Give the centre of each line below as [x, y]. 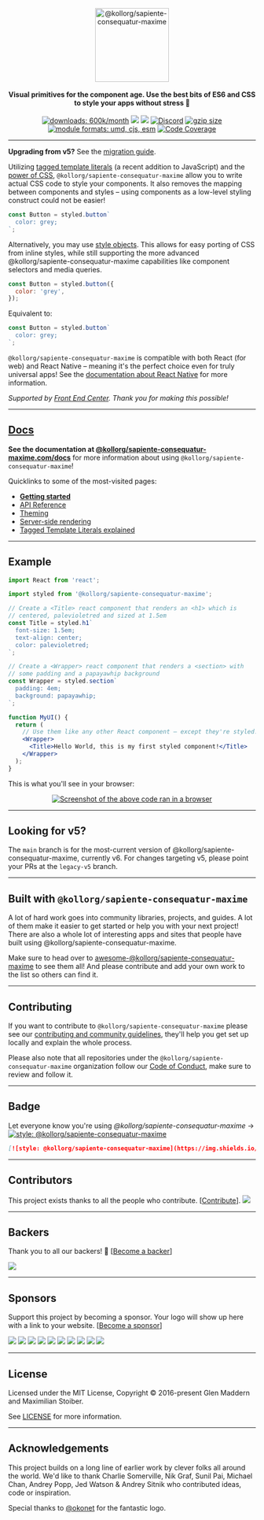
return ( [29, 725]
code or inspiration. [40, 1492]
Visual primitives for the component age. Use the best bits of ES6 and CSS [132, 94]
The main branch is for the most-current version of [90, 850]
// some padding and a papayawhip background [84, 674]
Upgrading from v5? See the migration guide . [82, 152]
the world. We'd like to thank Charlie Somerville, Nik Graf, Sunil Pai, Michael [130, 1476]
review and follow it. [40, 1074]
